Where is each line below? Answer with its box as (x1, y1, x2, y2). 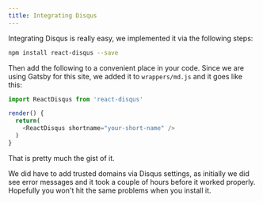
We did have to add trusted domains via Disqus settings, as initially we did (8, 168, 250, 178)
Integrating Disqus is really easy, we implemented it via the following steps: (8, 33, 253, 43)
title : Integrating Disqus (8, 11, 97, 20)
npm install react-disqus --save (8, 48, 119, 56)
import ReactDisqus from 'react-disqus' (8, 95, 144, 103)
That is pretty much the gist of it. (8, 153, 115, 163)
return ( (15, 117, 41, 125)
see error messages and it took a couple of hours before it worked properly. (8, 177, 256, 186)
